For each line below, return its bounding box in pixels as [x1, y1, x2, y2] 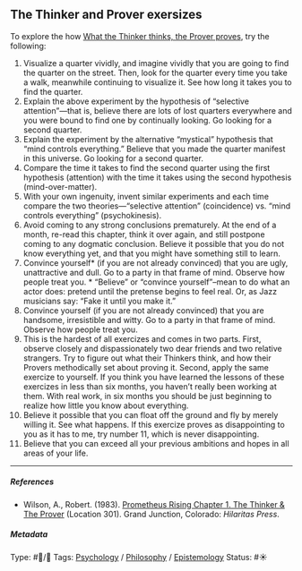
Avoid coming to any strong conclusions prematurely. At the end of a [22, 219, 277, 230]
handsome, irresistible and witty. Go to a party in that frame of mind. [22, 314, 276, 325]
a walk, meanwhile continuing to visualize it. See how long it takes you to [22, 76, 292, 88]
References [10, 476, 55, 487]
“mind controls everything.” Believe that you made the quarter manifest [22, 143, 286, 154]
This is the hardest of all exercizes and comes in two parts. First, [22, 333, 262, 344]
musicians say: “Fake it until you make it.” [22, 295, 177, 306]
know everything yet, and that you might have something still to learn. [22, 248, 281, 259]
